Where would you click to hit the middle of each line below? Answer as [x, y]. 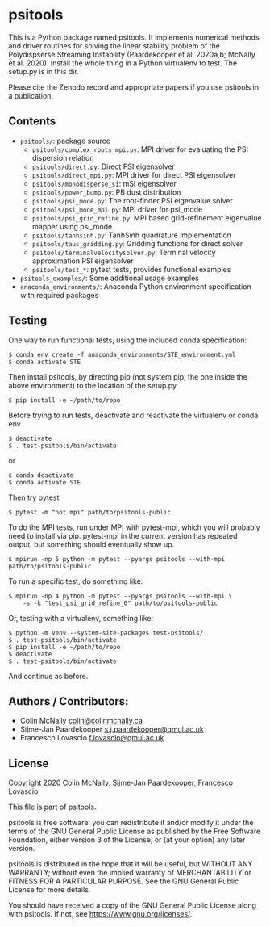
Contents [32, 122]
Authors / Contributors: [69, 701]
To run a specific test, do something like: [76, 581]
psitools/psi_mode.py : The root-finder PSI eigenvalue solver [133, 200]
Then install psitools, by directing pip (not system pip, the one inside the [128, 376]
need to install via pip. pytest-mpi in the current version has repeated [123, 535]
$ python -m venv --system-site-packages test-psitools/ [106, 633]
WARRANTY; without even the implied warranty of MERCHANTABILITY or [130, 873]
